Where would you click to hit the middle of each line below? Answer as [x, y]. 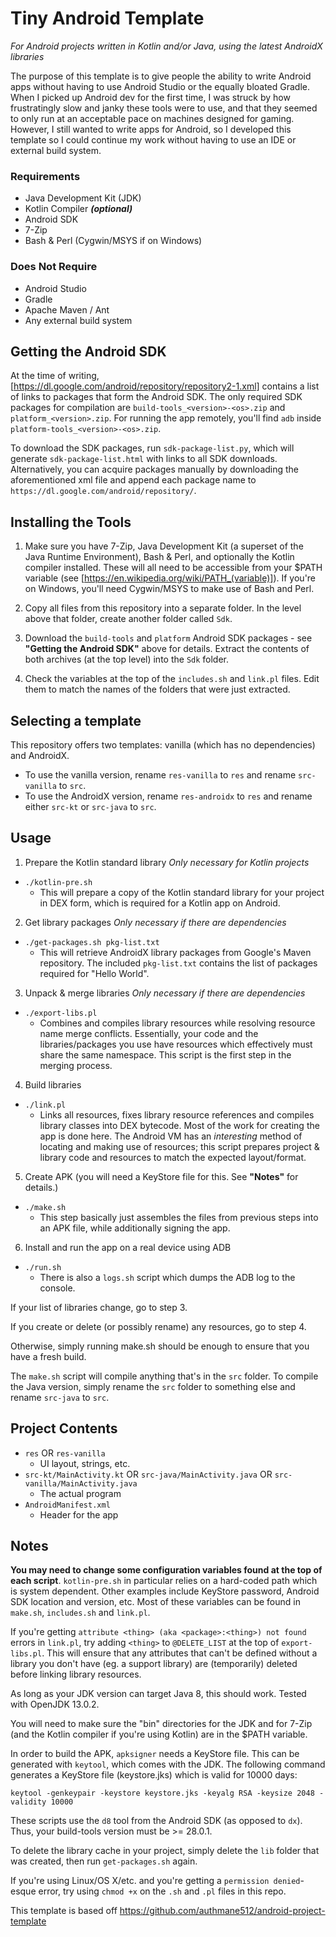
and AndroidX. [40, 755]
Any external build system [78, 320]
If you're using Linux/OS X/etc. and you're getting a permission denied [155, 1881]
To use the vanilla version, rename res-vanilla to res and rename [160, 774]
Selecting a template [76, 720]
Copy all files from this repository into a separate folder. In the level [163, 608]
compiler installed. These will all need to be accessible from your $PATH [173, 568]
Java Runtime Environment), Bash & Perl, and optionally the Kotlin [159, 557]
